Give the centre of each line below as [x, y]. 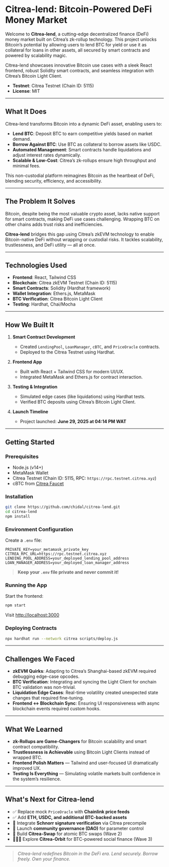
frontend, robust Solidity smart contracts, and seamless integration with [79, 70]
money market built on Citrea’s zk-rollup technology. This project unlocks [81, 39]
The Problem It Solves [40, 201]
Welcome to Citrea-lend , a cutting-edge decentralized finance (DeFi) [77, 34]
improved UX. [27, 768]
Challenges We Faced [40, 659]
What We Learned [34, 729]
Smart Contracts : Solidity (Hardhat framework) [61, 288]
